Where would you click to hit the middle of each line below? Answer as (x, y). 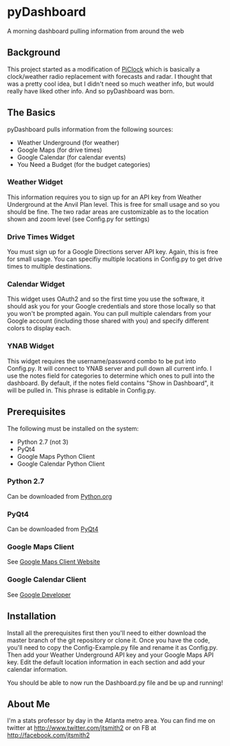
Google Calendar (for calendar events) (71, 157)
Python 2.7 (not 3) (43, 442)
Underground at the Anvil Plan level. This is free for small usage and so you (113, 204)
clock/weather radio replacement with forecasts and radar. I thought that (110, 76)
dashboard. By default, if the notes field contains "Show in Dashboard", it (111, 383)
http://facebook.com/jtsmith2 (49, 735)
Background (34, 53)
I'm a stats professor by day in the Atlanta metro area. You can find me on (111, 721)
